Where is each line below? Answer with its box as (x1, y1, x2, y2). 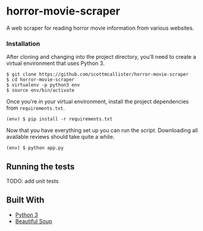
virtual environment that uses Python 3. (6, 59, 105, 67)
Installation (6, 39, 41, 48)
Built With (6, 195, 44, 206)
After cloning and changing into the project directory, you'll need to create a (6, 53, 196, 61)
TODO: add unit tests (6, 178, 59, 185)
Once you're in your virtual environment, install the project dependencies (6, 98, 189, 105)
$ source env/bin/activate (6, 87, 75, 93)
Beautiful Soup (15, 217, 53, 225)
